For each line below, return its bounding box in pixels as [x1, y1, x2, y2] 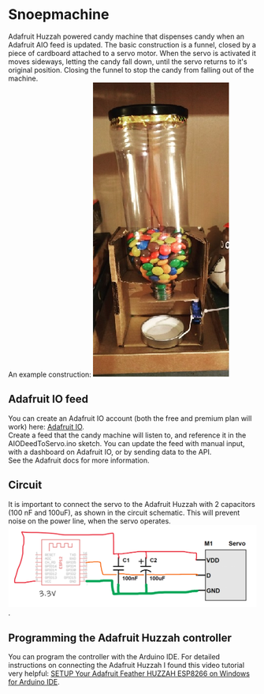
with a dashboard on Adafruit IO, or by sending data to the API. [8, 447, 212, 456]
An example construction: [8, 370, 92, 379]
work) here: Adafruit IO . [8, 422, 85, 431]
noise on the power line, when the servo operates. [8, 516, 171, 526]
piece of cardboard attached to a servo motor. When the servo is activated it [8, 48, 256, 58]
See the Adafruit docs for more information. [8, 456, 150, 465]
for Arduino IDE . [8, 677, 61, 687]
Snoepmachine [8, 6, 110, 24]
